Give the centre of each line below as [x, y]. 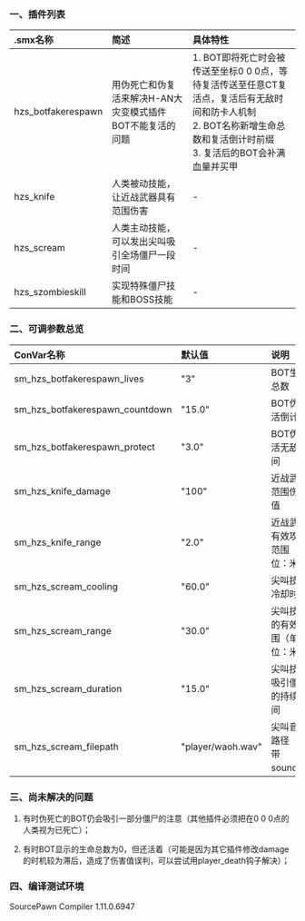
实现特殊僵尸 [139, 286]
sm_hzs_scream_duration [68, 688]
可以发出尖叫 [139, 242]
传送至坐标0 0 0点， [236, 72]
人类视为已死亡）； [56, 829]
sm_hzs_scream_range [63, 630]
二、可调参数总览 [47, 329]
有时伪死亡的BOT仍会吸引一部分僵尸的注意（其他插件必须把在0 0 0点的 [156, 818]
